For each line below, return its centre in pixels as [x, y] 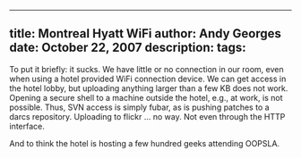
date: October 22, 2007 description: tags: [128, 48]
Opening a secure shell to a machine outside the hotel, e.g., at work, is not [146, 97]
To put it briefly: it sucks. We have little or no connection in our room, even [146, 69]
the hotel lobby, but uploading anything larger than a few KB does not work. [149, 88]
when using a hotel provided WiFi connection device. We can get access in [148, 79]
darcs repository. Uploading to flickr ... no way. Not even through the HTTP [147, 116]
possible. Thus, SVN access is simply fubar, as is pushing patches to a [140, 107]
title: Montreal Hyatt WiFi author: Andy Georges [146, 33]
